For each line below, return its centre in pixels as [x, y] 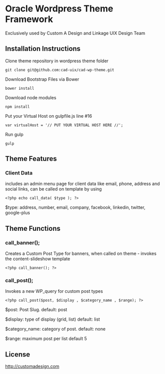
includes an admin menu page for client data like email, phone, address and [82, 184]
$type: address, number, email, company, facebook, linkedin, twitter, [75, 207]
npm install [17, 107]
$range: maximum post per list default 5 [46, 339]
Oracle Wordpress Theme [59, 9]
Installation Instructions [43, 49]
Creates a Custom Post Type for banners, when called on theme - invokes [81, 254]
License [18, 354]
